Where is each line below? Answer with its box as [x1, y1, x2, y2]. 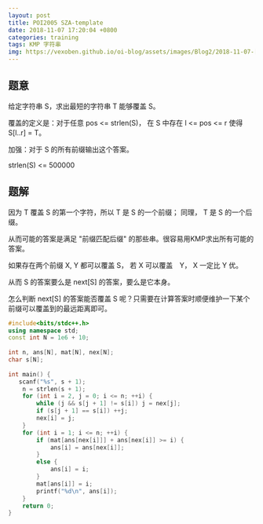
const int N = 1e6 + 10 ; [8, 334, 89, 342]
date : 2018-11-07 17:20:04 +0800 [8, 26, 118, 34]
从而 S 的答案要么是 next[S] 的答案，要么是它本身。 [8, 277, 175, 287]
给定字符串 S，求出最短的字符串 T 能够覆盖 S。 [8, 101, 160, 111]
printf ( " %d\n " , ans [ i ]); [36, 487, 118, 495]
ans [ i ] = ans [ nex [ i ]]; [49, 443, 125, 452]
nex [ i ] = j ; [36, 414, 76, 422]
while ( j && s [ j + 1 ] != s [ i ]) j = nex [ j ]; [36, 400, 181, 408]
